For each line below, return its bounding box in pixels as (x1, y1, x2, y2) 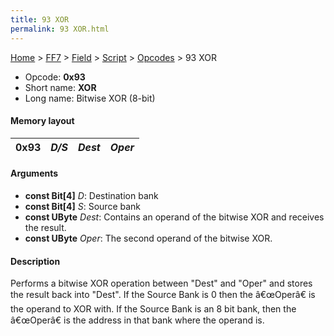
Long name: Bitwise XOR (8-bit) (24, 92, 156, 104)
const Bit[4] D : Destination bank (24, 189, 159, 201)
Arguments (10, 167, 59, 180)
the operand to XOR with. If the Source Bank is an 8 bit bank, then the (10, 303, 297, 315)
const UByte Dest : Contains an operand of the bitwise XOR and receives (24, 211, 325, 223)
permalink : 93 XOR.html (10, 24, 110, 34)
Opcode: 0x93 (24, 71, 86, 83)
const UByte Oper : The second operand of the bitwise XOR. (24, 232, 273, 244)
